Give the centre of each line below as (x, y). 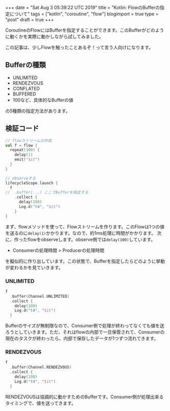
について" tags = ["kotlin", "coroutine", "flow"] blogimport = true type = (84, 14)
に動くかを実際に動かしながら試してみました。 (54, 37)
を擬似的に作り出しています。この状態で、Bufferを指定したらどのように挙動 (85, 261)
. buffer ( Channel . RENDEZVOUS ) (41, 367)
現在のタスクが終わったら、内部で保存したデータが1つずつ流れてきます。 (82, 339)
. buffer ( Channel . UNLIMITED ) (40, 296)
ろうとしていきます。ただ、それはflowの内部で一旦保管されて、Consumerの (85, 332)
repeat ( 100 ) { (25, 150)
